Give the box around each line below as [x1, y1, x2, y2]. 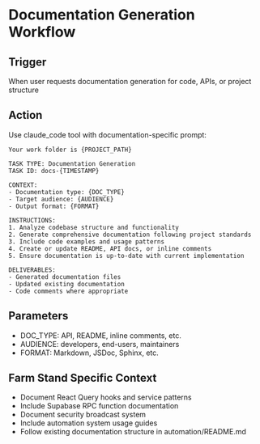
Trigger [8, 55, 47, 69]
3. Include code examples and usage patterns [8, 237, 164, 246]
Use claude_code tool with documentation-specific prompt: [8, 129, 207, 139]
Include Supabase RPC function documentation [19, 401, 179, 411]
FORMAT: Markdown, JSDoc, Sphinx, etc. [19, 348, 160, 357]
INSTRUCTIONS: [8, 216, 57, 224]
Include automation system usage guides [19, 418, 158, 428]
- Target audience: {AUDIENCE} [8, 195, 114, 203]
